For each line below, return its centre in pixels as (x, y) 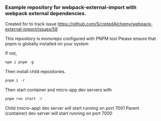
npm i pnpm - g (20, 62)
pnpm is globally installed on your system (47, 44)
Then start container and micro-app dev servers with (58, 90)
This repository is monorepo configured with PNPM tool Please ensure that (80, 39)
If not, (11, 53)
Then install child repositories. (35, 72)
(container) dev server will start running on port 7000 (59, 113)
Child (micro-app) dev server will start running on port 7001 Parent (72, 108)
